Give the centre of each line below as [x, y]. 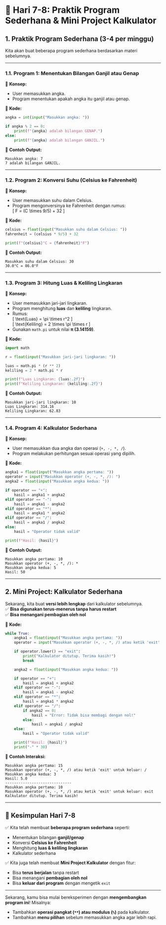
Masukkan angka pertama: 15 [34, 765]
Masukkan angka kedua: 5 [31, 567]
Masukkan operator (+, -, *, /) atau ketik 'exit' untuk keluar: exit [79, 791]
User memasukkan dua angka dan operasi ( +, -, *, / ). [69, 448]
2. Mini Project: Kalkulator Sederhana [64, 592]
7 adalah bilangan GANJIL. [33, 163]
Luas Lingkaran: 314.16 [30, 407]
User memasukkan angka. [39, 94]
